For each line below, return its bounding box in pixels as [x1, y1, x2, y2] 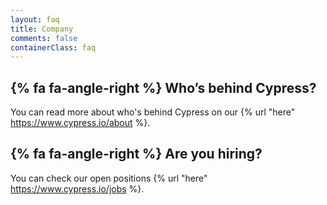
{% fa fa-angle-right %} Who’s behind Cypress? [10, 79, 317, 96]
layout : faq [10, 14, 60, 25]
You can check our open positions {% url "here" [10, 172, 208, 184]
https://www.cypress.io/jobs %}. [10, 182, 145, 195]
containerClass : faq [10, 42, 97, 53]
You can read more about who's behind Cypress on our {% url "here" [10, 106, 296, 118]
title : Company [10, 24, 74, 34]
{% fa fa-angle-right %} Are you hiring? [10, 146, 263, 163]
